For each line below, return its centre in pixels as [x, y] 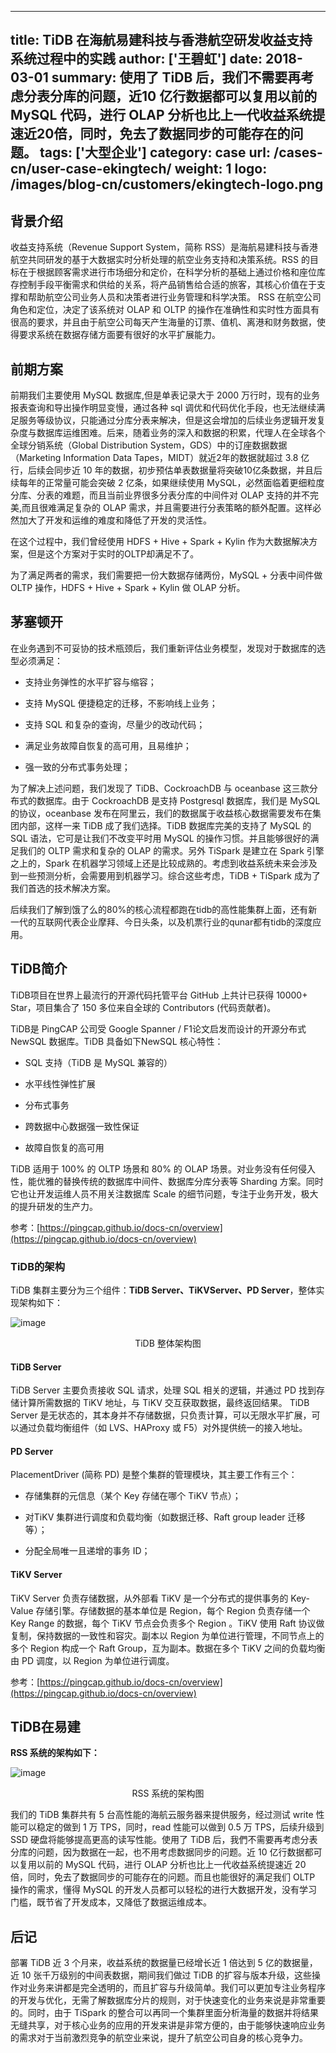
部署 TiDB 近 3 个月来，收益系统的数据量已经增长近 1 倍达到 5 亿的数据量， [164, 1963]
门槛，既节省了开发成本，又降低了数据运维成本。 [111, 1902]
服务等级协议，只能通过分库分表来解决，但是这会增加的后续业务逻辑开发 [167, 420]
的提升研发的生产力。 [54, 1206]
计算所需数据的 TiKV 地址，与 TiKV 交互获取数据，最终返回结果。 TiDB [164, 1403]
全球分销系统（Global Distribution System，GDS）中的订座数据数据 [149, 445]
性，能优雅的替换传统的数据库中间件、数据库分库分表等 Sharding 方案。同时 [167, 1181]
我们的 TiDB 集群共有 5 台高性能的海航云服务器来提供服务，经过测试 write [162, 1815]
